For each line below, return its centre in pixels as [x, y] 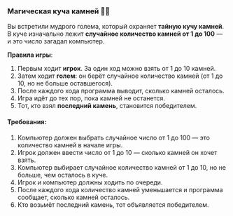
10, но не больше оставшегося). [65, 83]
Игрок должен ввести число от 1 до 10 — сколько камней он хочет [117, 152]
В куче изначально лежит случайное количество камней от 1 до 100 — [115, 34]
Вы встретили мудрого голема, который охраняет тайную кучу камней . [116, 27]
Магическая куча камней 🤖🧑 [59, 11]
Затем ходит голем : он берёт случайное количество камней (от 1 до [120, 76]
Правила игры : [30, 55]
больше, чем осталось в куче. [63, 175]
